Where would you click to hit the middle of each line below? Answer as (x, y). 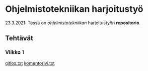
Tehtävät (19, 38)
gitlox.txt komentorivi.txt (30, 63)
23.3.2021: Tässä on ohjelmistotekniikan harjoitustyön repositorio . (73, 23)
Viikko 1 (15, 52)
